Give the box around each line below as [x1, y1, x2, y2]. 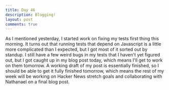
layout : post [5, 17, 33, 22]
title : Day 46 [5, 7, 36, 13]
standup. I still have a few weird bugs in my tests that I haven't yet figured [5, 52, 160, 58]
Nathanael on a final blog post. [5, 79, 70, 85]
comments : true [5, 21, 38, 27]
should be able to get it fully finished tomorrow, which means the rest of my [5, 68, 164, 74]
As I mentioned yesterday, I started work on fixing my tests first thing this [5, 36, 159, 42]
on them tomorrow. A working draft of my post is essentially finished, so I [5, 63, 159, 69]
